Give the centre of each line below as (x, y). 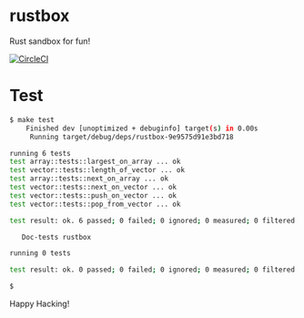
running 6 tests (40, 153)
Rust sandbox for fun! (50, 41)
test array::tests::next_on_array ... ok (89, 179)
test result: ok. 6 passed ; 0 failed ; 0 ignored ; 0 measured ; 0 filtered (152, 221)
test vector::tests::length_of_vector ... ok (97, 170)
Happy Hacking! (40, 303)
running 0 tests (40, 253)
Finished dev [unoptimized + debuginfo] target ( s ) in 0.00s (142, 128)
